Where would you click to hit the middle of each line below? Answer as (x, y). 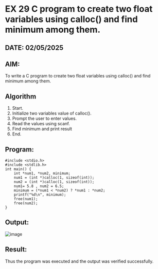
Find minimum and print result (42, 129)
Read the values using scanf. (41, 124)
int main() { (18, 169)
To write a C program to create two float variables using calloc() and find (78, 76)
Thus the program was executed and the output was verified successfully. (79, 261)
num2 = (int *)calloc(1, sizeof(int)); (54, 182)
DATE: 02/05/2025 (34, 48)
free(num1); (26, 199)
